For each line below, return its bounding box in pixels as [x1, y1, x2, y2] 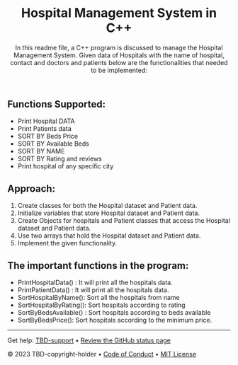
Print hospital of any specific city [17, 162, 114, 170]
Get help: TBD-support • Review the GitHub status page [7, 336, 171, 344]
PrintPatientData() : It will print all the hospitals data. [17, 285, 169, 294]
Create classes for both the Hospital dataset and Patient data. [17, 202, 198, 210]
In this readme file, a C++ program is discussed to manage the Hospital [15, 43, 223, 52]
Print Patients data [17, 124, 72, 133]
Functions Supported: [7, 98, 106, 110]
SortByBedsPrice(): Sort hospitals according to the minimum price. [17, 315, 212, 324]
